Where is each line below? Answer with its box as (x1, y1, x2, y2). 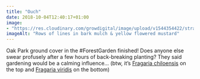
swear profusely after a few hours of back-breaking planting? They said (6, 53, 182, 61)
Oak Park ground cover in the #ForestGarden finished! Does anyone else (6, 47, 185, 54)
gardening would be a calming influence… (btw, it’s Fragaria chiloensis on (6, 60, 186, 67)
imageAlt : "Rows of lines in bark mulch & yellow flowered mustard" (6, 31, 180, 37)
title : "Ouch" (6, 8, 42, 15)
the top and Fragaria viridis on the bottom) (6, 66, 110, 73)
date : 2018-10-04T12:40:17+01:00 (6, 14, 89, 20)
